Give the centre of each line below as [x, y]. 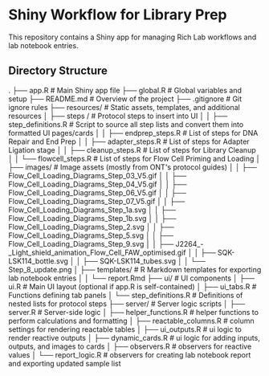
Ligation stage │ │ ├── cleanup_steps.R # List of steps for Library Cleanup [132, 149]
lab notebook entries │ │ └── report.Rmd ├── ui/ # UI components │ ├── [132, 278]
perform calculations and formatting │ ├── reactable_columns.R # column [131, 321]
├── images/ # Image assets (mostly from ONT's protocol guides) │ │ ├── [133, 167]
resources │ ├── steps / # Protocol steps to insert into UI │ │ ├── [118, 116]
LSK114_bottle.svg [38, 261]
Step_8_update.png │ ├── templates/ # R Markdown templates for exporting [135, 269]
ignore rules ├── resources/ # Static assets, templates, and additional [124, 107]
